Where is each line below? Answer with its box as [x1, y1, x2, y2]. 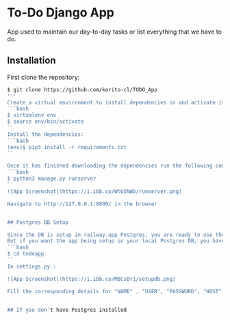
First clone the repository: [7, 73, 80, 81]
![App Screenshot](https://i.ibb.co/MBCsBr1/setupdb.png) [7, 275, 176, 282]
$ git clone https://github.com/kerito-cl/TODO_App [7, 86, 157, 93]
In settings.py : [7, 263, 57, 270]
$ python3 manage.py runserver [7, 175, 97, 183]
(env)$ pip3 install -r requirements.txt [7, 144, 127, 150]
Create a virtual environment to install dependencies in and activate [7, 99, 216, 106]
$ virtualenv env [7, 112, 57, 119]
